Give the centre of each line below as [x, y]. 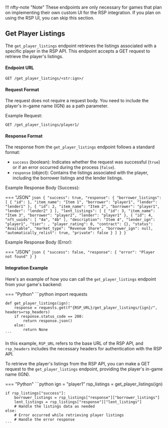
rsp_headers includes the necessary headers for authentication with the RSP [84, 348]
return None [36, 330]
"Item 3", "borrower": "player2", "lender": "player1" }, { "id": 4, [79, 216]
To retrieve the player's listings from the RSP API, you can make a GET [77, 363]
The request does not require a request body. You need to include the [77, 101]
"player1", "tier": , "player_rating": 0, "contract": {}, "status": [79, 224]
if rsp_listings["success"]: [35, 393]
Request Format [22, 89]
